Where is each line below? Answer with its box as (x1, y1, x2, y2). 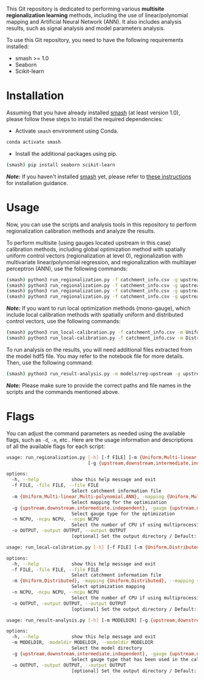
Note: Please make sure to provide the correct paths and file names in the (6, 382, 191, 389)
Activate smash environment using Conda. (15, 127, 118, 135)
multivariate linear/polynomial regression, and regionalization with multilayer (6, 258, 197, 265)
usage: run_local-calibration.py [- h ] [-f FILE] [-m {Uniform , (6, 544, 170, 550)
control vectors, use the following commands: (6, 318, 121, 325)
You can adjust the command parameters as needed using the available (6, 429, 186, 437)
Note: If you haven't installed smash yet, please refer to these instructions (6, 173, 191, 180)
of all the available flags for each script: (6, 443, 105, 450)
